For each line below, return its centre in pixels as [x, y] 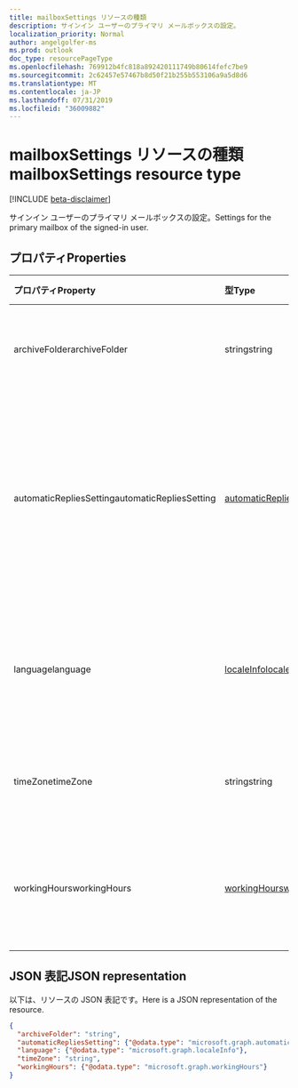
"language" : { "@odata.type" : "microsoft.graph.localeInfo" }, [133, 1051]
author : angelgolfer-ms [53, 42]
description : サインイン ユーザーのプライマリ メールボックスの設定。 [125, 26]
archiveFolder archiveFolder [71, 349]
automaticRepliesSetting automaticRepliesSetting [115, 498]
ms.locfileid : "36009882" [57, 108]
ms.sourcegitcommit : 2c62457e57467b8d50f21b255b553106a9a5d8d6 [129, 76]
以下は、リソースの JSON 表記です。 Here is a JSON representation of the [143, 999]
